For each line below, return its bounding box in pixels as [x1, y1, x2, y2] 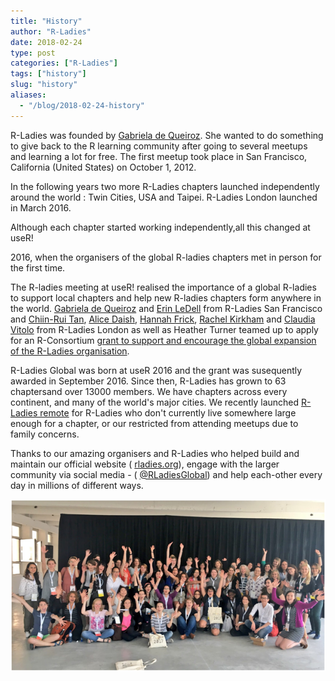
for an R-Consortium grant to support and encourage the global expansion [10, 334, 317, 346]
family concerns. [10, 428, 80, 440]
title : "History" [10, 16, 83, 26]
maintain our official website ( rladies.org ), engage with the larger [10, 458, 280, 470]
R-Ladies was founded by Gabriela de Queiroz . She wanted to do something [10, 129, 324, 141]
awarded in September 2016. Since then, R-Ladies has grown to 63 [10, 375, 287, 387]
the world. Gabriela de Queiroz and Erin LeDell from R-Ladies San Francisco [10, 302, 323, 314]
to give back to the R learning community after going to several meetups [10, 140, 308, 152]
